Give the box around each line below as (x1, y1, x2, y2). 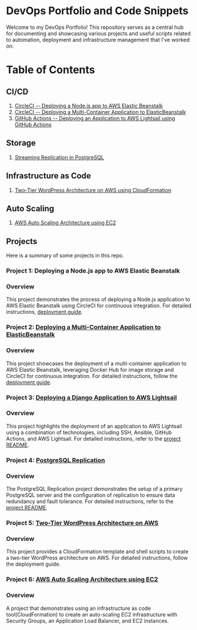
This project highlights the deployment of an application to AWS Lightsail (6, 422, 182, 429)
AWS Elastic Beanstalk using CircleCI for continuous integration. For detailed (6, 302, 192, 309)
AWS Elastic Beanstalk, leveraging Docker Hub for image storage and (6, 366, 174, 373)
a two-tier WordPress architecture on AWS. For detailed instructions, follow (6, 554, 188, 562)
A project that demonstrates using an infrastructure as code (6, 605, 151, 612)
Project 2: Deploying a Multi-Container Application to (6, 323, 161, 332)
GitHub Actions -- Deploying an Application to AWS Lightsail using (14, 114, 175, 122)
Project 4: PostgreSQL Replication (6, 456, 105, 464)
